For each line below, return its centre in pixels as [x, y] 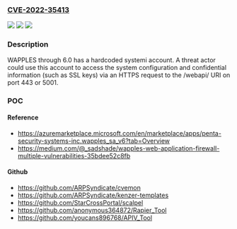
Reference [23, 117]
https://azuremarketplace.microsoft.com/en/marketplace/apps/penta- [119, 133]
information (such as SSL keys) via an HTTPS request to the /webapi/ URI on [119, 75]
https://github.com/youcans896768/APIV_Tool [85, 218]
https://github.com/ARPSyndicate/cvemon [79, 187]
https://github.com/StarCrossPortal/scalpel [80, 202]
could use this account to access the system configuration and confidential [117, 67]
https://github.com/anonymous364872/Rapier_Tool [92, 210]
